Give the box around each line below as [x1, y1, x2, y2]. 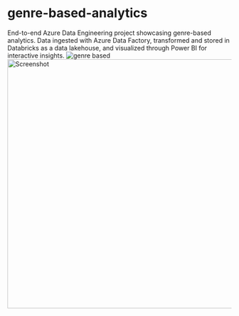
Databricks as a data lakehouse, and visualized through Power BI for [7, 43, 208, 52]
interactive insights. [7, 51, 65, 60]
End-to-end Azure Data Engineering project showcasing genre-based [7, 28, 212, 37]
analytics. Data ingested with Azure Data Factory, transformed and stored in [7, 36, 230, 44]
